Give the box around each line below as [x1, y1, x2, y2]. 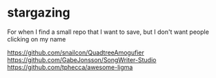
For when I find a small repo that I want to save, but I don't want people [7, 28, 209, 36]
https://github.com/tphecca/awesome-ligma [7, 63, 133, 71]
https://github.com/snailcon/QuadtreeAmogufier [7, 48, 145, 57]
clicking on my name [7, 35, 66, 43]
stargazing [7, 5, 70, 21]
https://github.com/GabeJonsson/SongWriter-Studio [7, 55, 157, 64]
